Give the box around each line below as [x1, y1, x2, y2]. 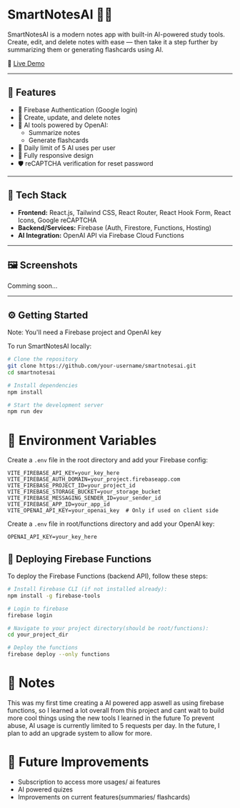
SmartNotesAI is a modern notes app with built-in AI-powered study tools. [7, 30, 225, 39]
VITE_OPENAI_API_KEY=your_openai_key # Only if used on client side [7, 507, 219, 514]
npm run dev [7, 408, 43, 415]
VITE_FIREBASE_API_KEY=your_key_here [7, 469, 120, 477]
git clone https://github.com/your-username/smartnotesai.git [7, 362, 196, 370]
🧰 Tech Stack [7, 189, 67, 201]
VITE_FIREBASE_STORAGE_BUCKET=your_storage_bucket [7, 489, 161, 496]
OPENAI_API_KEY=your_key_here [7, 534, 98, 541]
